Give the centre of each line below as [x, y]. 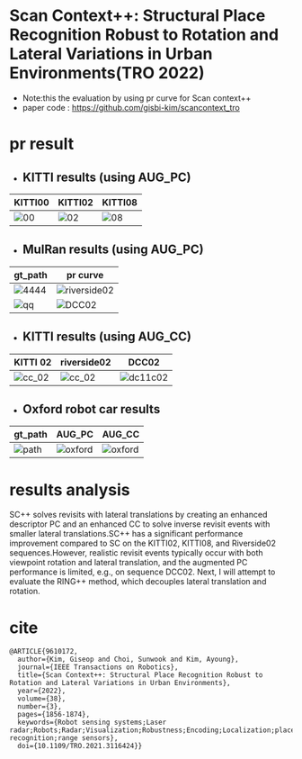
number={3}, [40, 707]
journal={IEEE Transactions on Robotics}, [98, 667]
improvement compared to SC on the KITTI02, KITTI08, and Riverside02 [143, 543]
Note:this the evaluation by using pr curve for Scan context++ [137, 98]
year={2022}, [42, 691]
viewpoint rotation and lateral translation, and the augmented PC [129, 563]
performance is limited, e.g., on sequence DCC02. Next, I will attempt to [142, 572]
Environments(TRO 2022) [107, 73]
